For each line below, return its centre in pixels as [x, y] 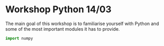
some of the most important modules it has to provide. [63, 29]
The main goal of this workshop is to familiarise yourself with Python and [82, 24]
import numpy [19, 38]
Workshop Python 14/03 [58, 9]
